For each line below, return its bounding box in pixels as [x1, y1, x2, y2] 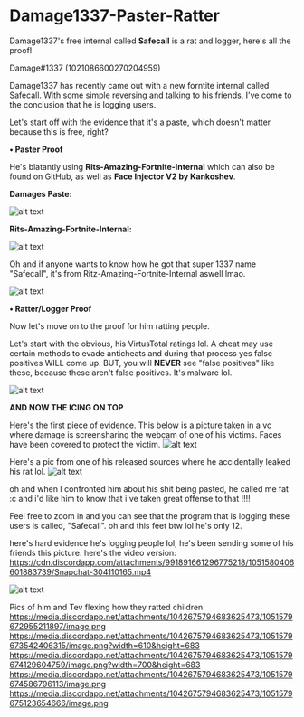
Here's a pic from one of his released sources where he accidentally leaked [9, 456, 291, 467]
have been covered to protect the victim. [9, 439, 161, 449]
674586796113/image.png [9, 678, 107, 689]
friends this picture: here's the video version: [9, 547, 176, 558]
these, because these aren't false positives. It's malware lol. [9, 367, 233, 378]
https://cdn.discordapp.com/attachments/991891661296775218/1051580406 [9, 557, 295, 568]
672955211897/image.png [9, 620, 107, 631]
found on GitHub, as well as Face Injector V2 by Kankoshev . [9, 171, 236, 182]
